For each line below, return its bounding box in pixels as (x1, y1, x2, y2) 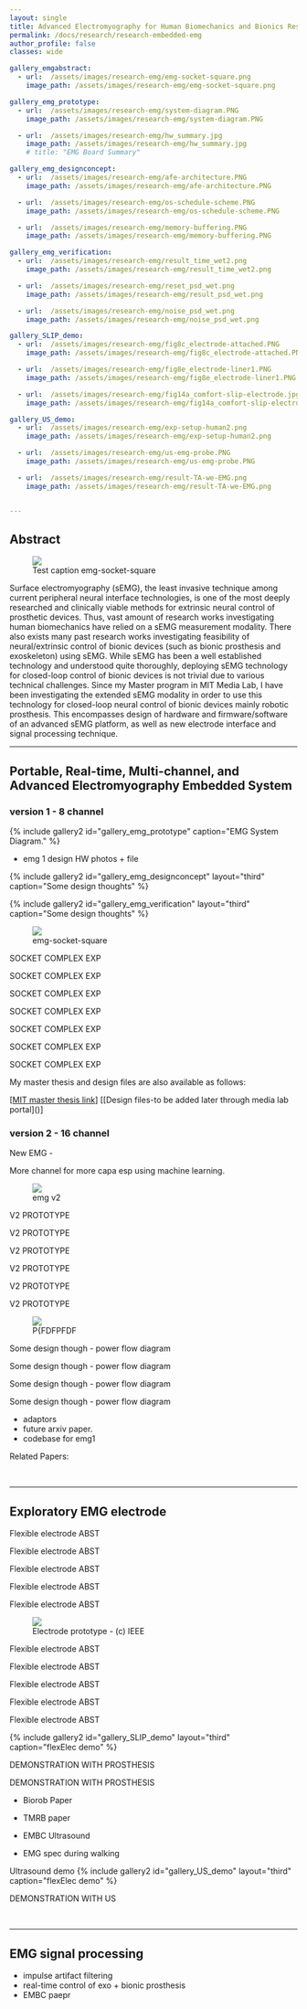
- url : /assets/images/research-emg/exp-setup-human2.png (17, 423, 248, 432)
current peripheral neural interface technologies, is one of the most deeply (9, 592, 291, 603)
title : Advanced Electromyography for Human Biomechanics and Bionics (9, 22, 284, 31)
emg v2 (32, 1192, 61, 1203)
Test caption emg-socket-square (32, 565, 156, 576)
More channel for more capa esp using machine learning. (9, 1165, 226, 1176)
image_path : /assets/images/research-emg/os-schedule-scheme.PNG (26, 207, 281, 216)
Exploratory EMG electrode (9, 1504, 167, 1519)
